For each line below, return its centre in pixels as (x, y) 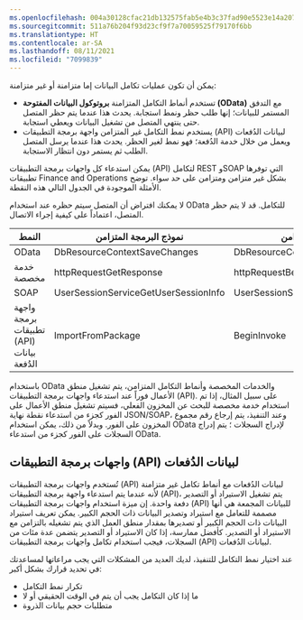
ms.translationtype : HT (54, 34)
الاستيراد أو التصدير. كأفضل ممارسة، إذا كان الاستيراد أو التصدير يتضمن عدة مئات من (150, 532)
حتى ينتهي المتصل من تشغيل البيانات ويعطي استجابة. (111, 122)
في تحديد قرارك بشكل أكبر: (55, 569)
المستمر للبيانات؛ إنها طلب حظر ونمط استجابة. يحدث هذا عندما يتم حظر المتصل (156, 112)
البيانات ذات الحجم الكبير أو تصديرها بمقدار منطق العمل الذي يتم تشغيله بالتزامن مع (148, 522)
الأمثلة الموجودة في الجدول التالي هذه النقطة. (86, 187)
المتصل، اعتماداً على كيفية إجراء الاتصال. (77, 214)
